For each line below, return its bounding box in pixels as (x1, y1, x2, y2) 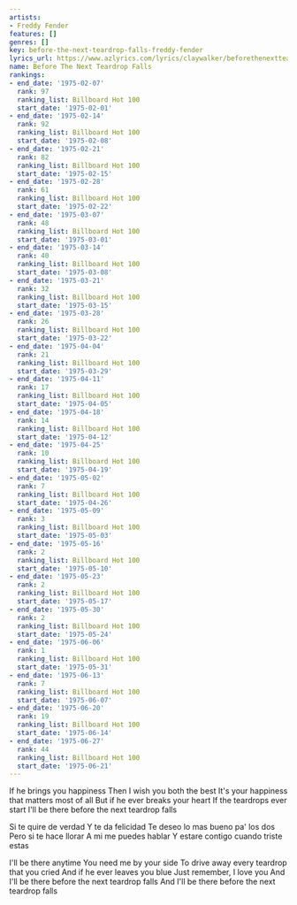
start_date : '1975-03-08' (17, 268, 113, 277)
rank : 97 (17, 87, 49, 96)
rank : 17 (17, 383, 49, 392)
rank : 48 (17, 219, 49, 227)
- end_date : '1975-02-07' (9, 79, 104, 88)
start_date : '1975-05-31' (17, 663, 113, 671)
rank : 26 (17, 318, 49, 326)
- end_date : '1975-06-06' (9, 638, 104, 647)
